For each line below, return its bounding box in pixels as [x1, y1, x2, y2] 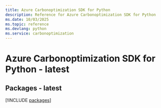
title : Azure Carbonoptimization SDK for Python [5, 7, 111, 13]
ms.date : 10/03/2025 [5, 17, 49, 22]
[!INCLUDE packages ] [5, 97, 51, 103]
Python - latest [5, 64, 70, 75]
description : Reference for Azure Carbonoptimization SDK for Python [5, 12, 156, 17]
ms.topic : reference [5, 21, 49, 27]
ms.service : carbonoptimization [5, 31, 74, 36]
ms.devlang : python [5, 26, 47, 31]
